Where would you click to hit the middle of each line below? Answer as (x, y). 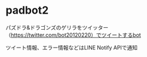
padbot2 (27, 10)
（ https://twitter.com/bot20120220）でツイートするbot (73, 35)
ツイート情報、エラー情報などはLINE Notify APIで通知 (72, 47)
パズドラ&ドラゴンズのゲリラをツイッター (57, 27)
